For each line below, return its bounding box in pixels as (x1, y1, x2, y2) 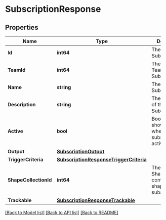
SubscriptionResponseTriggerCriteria (56, 156, 147, 163)
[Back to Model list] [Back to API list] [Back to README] (5, 210, 119, 216)
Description (7, 101, 36, 108)
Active (7, 128, 24, 134)
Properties (5, 23, 39, 32)
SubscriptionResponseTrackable (56, 197, 135, 204)
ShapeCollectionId (7, 176, 52, 183)
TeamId (7, 67, 26, 73)
